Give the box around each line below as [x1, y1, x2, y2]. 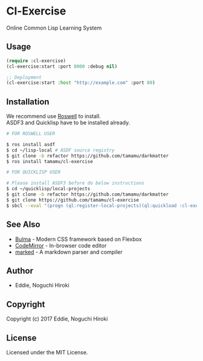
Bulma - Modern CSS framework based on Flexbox [14, 235, 142, 243]
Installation [6, 97, 50, 107]
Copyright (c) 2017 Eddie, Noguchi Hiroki [6, 315, 108, 322]
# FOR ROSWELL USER [6, 131, 56, 137]
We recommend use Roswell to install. [6, 113, 101, 120]
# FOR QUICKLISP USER [6, 169, 61, 176]
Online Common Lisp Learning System [6, 24, 102, 31]
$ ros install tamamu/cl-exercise [6, 158, 94, 164]
